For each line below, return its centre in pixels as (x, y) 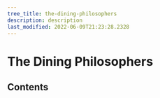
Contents (28, 87)
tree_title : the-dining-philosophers (62, 14)
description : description (45, 20)
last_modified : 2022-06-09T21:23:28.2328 (68, 27)
